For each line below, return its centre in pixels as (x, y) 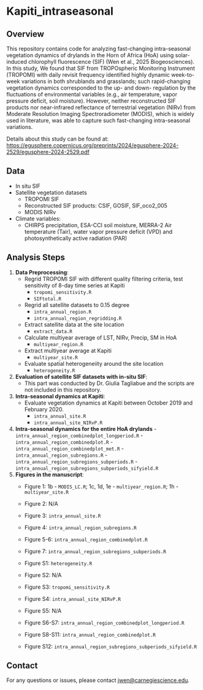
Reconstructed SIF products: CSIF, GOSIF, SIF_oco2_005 (96, 205)
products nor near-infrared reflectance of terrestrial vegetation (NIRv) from (101, 107)
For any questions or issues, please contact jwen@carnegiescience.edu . (98, 680)
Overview (25, 34)
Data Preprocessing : (42, 272)
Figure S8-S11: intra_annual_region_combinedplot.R (90, 634)
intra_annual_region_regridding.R (78, 318)
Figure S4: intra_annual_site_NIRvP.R (73, 599)
